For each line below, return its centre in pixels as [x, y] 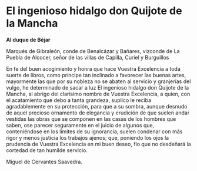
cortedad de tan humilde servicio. [47, 150]
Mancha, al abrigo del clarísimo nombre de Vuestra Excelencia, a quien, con [98, 94]
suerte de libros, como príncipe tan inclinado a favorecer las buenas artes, [96, 75]
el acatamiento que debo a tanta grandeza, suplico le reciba [79, 100]
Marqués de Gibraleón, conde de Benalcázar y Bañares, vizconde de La [93, 51]
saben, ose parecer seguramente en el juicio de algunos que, [80, 125]
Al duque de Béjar [29, 40]
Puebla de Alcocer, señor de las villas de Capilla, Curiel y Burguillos [88, 57]
